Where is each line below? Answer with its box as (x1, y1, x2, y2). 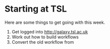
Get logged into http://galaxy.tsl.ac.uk (11, 29, 88, 34)
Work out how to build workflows (11, 34, 79, 40)
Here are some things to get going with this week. (4, 19, 105, 25)
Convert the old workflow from (11, 39, 74, 45)
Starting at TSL (4, 3, 67, 15)
